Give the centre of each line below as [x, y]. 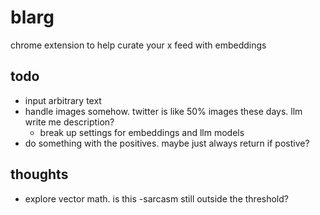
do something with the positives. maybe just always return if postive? [167, 143]
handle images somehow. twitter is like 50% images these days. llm [163, 111]
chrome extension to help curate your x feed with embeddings [138, 45]
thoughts [39, 174]
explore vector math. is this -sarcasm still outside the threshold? [156, 198]
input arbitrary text [63, 100]
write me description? [69, 122]
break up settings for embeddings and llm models [142, 132]
